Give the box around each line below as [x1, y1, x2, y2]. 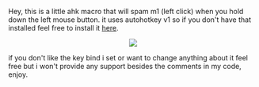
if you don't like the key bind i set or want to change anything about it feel [8, 53, 248, 62]
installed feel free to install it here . [8, 24, 119, 32]
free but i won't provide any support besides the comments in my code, [8, 62, 242, 71]
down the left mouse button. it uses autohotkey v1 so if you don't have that [8, 15, 252, 24]
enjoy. [8, 70, 29, 79]
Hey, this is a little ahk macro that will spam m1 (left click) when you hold [8, 7, 244, 16]
